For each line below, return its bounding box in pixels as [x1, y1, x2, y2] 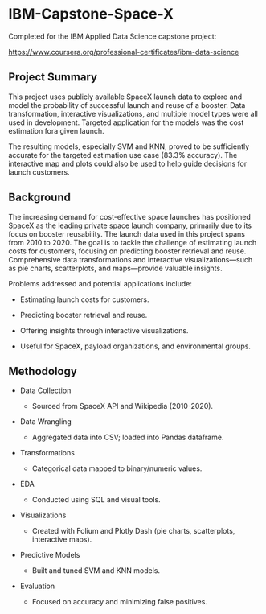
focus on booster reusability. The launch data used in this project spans [8, 229, 246, 238]
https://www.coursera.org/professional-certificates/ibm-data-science [8, 47, 239, 56]
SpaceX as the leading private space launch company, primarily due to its [8, 220, 252, 230]
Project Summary [8, 70, 98, 84]
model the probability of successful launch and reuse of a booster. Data [8, 100, 246, 109]
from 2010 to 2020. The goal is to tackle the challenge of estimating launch [8, 237, 257, 247]
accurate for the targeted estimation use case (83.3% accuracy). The [8, 150, 238, 159]
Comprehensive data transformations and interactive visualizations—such [8, 254, 253, 264]
